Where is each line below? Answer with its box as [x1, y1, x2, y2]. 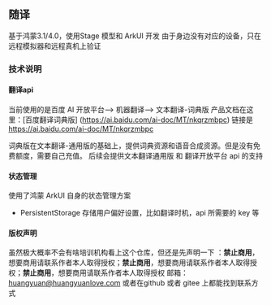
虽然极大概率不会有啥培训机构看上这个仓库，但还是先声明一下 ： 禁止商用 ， [8, 247, 260, 258]
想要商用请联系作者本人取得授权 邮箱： [58, 268, 188, 278]
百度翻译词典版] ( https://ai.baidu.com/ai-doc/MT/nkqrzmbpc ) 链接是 [25, 115, 254, 124]
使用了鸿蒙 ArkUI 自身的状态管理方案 [8, 190, 131, 201]
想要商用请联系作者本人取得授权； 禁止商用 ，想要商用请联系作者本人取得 [8, 258, 250, 268]
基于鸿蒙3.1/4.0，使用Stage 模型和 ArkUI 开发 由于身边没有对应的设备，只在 [8, 31, 261, 41]
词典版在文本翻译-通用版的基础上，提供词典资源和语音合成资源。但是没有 [8, 141, 254, 150]
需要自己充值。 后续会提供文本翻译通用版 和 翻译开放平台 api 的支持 [36, 150, 264, 160]
